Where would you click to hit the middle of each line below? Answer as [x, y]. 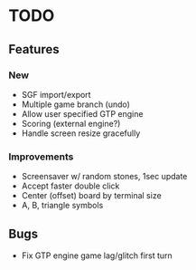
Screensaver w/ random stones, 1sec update [104, 177]
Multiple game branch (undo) [75, 104]
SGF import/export [56, 94]
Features [34, 49]
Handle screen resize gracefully [81, 133]
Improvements [41, 157]
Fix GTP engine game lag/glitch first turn [97, 256]
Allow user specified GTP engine [82, 113]
